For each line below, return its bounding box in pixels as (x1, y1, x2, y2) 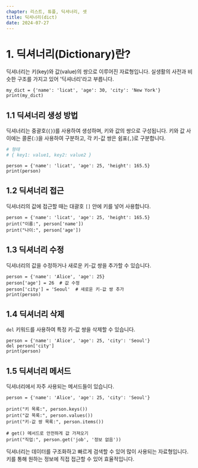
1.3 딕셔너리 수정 (6, 245, 64, 255)
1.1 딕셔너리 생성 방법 (6, 110, 78, 120)
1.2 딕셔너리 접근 (6, 186, 64, 196)
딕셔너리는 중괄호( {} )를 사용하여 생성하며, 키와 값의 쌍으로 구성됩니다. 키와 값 (6, 127, 186, 135)
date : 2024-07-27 (6, 20, 49, 26)
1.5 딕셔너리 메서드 (6, 366, 71, 376)
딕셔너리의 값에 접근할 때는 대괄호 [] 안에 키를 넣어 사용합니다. (6, 202, 151, 210)
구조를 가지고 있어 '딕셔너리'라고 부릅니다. (17, 76, 114, 83)
